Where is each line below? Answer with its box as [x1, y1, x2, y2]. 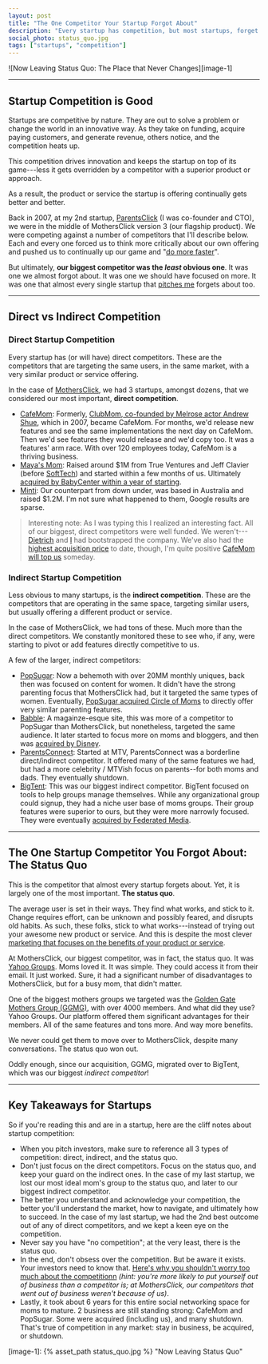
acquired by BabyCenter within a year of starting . [19, 477, 182, 487]
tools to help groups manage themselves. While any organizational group [19, 789, 260, 799]
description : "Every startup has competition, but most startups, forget [8, 26, 259, 34]
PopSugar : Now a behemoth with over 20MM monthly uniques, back [19, 670, 246, 680]
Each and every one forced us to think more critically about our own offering [8, 238, 259, 248]
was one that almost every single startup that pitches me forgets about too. [8, 279, 255, 289]
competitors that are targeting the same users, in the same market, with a [8, 361, 250, 371]
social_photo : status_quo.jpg [8, 34, 109, 42]
